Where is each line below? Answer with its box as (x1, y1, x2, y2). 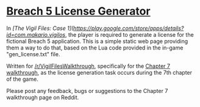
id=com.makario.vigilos (6, 31, 66, 38)
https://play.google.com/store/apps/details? (73, 24, 184, 32)
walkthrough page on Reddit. (6, 94, 79, 101)
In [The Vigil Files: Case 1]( (6, 24, 74, 32)
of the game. (6, 75, 38, 83)
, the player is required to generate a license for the (65, 31, 194, 38)
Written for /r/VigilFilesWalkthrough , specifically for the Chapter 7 (6, 62, 171, 70)
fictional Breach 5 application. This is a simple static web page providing (6, 37, 188, 45)
